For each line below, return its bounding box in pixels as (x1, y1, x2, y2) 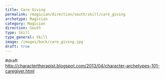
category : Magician (5, 21, 46, 26)
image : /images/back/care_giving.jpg (5, 39, 83, 44)
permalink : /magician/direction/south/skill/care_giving (5, 12, 126, 17)
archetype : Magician (5, 16, 48, 21)
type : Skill (5, 30, 30, 35)
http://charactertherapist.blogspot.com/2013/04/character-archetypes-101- (5, 63, 160, 69)
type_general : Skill (5, 35, 48, 40)
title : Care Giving (5, 7, 46, 12)
